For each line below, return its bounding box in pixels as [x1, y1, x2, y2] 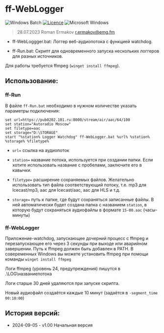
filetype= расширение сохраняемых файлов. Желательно [12, 177, 135, 182]
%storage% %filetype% [5, 138, 49, 144]
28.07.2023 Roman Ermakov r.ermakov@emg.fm [17, 29, 115, 35]
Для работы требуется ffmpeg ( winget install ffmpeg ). [5, 63, 120, 68]
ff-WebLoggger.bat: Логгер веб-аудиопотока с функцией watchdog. [12, 38, 153, 44]
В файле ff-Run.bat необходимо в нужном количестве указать [5, 103, 137, 109]
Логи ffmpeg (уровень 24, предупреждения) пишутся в [5, 266, 121, 271]
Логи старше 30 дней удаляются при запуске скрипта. [5, 280, 120, 286]
